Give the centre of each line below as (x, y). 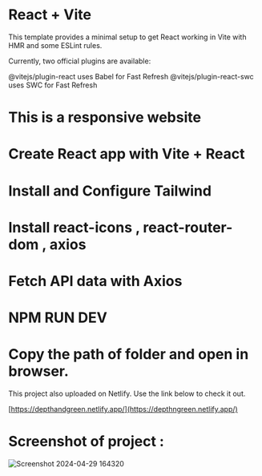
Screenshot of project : (86, 442)
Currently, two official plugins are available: (80, 61)
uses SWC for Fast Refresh (53, 85)
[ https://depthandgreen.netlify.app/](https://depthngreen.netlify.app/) (123, 409)
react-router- (188, 227)
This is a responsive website (105, 117)
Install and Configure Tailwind (110, 191)
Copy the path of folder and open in (129, 355)
